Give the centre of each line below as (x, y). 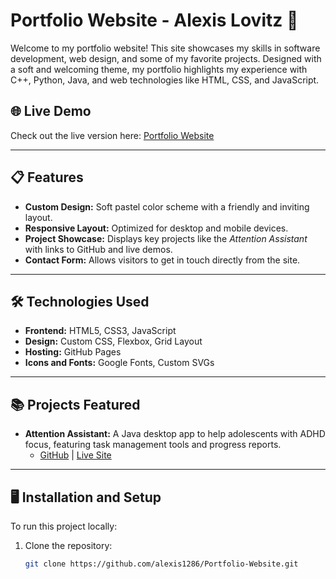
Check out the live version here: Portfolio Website (112, 135)
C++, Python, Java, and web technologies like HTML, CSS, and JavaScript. (165, 80)
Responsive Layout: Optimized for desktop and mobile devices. (156, 228)
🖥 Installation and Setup (86, 497)
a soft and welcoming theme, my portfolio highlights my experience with (159, 69)
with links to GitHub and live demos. (98, 249)
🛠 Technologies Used (80, 301)
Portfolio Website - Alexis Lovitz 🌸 (154, 20)
